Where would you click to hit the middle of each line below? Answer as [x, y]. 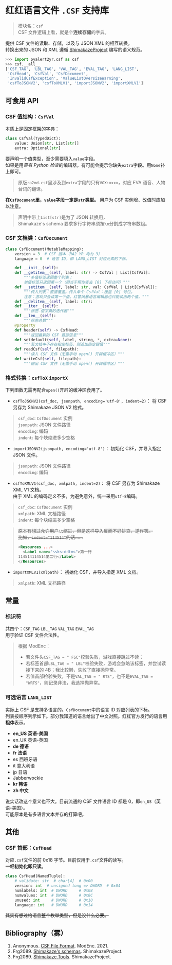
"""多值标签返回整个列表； [48, 278]
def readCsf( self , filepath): [47, 349]
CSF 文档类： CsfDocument [36, 238]
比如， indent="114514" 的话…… [50, 537]
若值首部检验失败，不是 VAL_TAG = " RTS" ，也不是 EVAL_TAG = [89, 676]
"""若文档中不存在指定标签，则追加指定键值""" [67, 345]
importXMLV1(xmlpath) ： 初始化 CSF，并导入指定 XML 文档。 [77, 572]
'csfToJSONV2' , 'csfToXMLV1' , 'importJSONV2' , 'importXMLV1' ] [75, 83]
